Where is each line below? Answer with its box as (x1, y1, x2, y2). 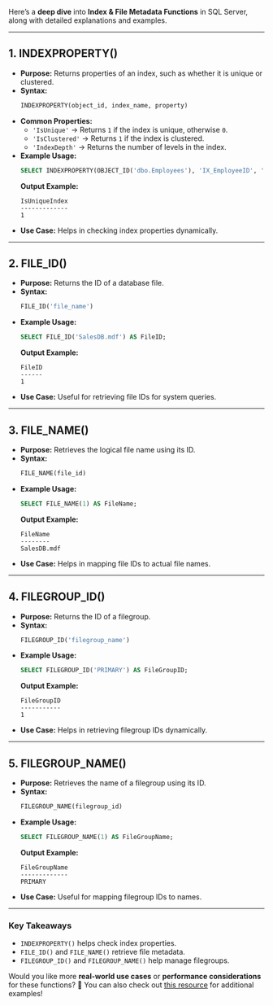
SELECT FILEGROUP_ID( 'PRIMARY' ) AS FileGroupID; (19, 667, 188, 675)
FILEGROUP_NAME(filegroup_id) (19, 803, 123, 811)
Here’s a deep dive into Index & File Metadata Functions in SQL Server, (8, 7, 249, 16)
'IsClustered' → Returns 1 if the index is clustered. (32, 133, 205, 143)
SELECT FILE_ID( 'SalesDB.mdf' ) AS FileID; (19, 333, 167, 341)
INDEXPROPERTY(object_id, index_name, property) (19, 101, 188, 109)
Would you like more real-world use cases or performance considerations (8, 972, 262, 982)
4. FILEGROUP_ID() (8, 590, 106, 604)
